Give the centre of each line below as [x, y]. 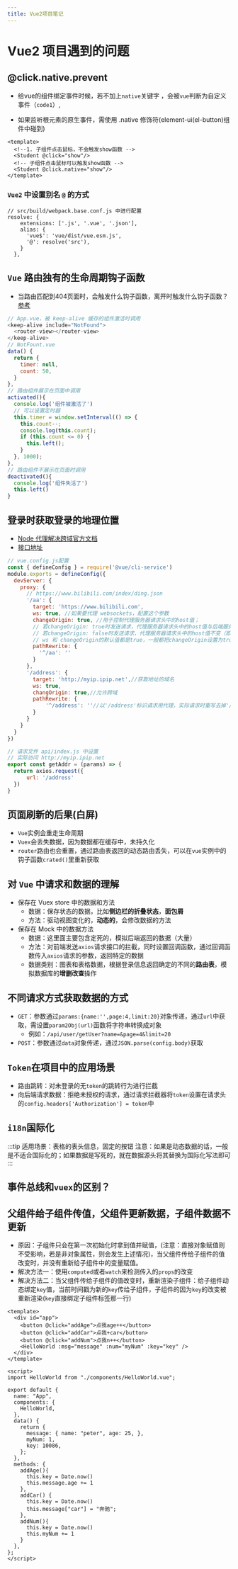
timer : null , [39, 364]
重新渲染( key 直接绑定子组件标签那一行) [74, 1298]
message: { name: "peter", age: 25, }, [85, 1433]
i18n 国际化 [31, 1128]
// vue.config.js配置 [38, 561]
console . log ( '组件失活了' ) [51, 483]
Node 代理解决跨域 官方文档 [57, 538]
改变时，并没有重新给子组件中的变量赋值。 [80, 1262]
